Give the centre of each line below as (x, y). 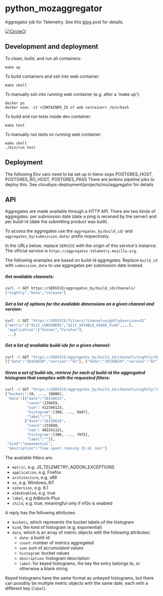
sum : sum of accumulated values (51, 548)
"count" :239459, (43, 403)
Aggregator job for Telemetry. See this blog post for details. (64, 22)
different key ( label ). (26, 588)
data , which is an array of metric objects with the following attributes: (81, 532)
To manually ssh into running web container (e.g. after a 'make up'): (73, 94)
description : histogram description (54, 558)
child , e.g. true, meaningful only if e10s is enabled (62, 503)
